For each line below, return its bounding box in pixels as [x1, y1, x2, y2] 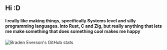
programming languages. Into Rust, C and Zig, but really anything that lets [5, 23, 162, 29]
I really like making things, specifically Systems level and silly [5, 17, 136, 24]
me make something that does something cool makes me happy [5, 28, 141, 34]
